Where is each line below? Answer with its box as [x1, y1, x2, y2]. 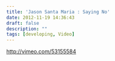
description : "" [6, 25, 47, 32]
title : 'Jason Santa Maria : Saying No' [6, 8, 111, 15]
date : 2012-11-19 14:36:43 [6, 14, 75, 21]
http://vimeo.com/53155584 [6, 48, 77, 55]
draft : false [6, 20, 40, 26]
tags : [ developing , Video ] [6, 31, 75, 37]
